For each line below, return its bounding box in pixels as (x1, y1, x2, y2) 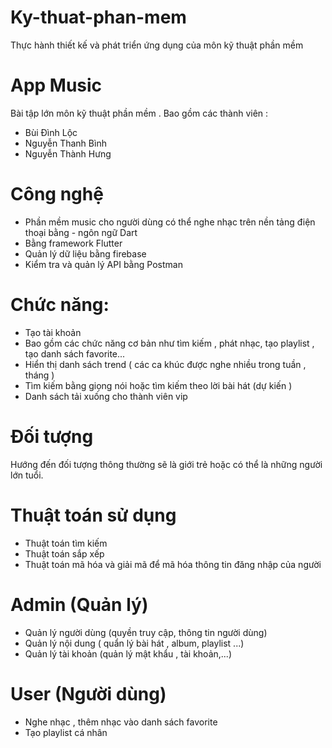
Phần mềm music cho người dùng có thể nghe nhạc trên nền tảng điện (24, 216, 316, 228)
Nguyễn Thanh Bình (24, 137, 107, 149)
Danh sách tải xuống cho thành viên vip (24, 390, 188, 402)
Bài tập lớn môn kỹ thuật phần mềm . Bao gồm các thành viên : (10, 107, 269, 119)
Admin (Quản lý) (10, 593, 149, 616)
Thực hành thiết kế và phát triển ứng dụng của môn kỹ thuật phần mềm (10, 39, 304, 51)
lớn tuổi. (10, 469, 44, 481)
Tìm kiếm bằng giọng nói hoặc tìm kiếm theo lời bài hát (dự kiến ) (24, 379, 293, 391)
